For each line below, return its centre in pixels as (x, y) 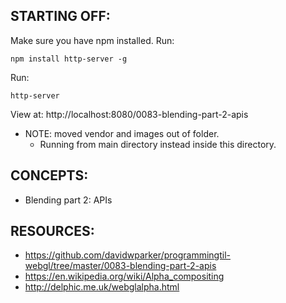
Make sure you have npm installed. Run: (92, 40)
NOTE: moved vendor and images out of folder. (122, 133)
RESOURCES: (52, 231)
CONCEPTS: (49, 175)
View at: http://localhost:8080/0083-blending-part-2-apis (129, 114)
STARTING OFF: (60, 16)
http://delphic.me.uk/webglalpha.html (102, 287)
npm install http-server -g (69, 59)
